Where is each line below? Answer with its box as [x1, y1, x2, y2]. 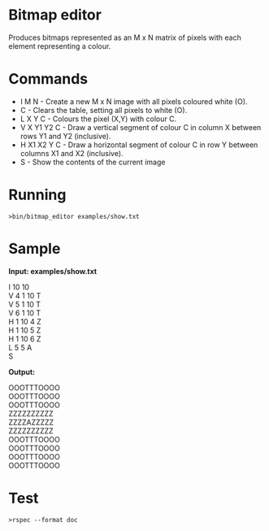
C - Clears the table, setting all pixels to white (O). [20, 105, 188, 115]
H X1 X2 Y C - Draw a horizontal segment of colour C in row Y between [20, 140, 258, 150]
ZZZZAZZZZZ [8, 417, 54, 427]
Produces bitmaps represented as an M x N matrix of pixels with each [8, 33, 241, 42]
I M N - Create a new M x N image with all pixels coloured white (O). [20, 96, 248, 107]
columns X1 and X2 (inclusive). [20, 148, 124, 158]
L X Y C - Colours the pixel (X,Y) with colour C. [20, 114, 177, 124]
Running [8, 185, 67, 204]
